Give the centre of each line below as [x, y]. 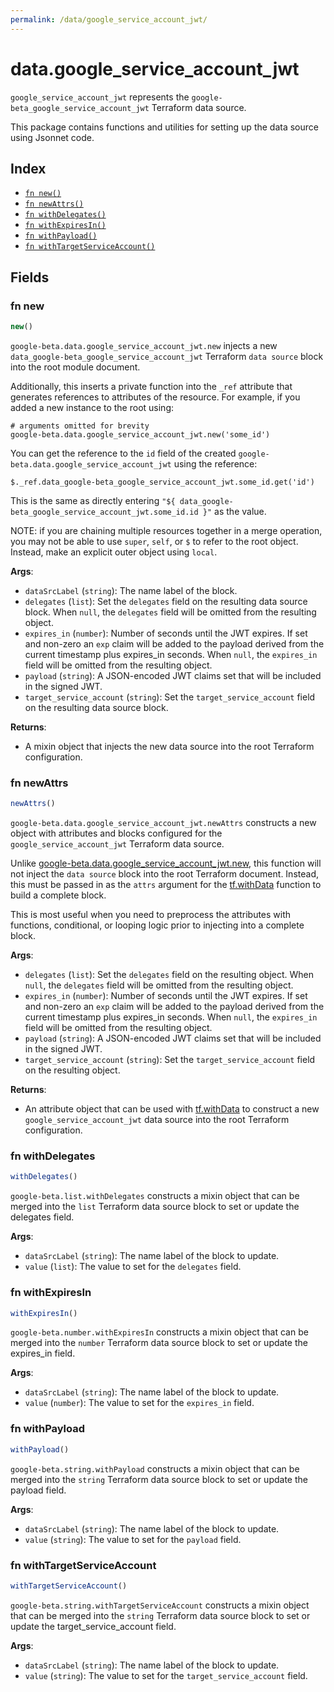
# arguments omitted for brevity [80, 426]
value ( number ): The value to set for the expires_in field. [139, 1403]
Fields [30, 277]
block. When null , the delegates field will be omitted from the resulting [170, 612]
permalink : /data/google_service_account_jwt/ [109, 19]
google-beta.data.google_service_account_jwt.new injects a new [144, 345]
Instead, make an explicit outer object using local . [114, 552]
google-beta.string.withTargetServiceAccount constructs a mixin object [160, 1605]
